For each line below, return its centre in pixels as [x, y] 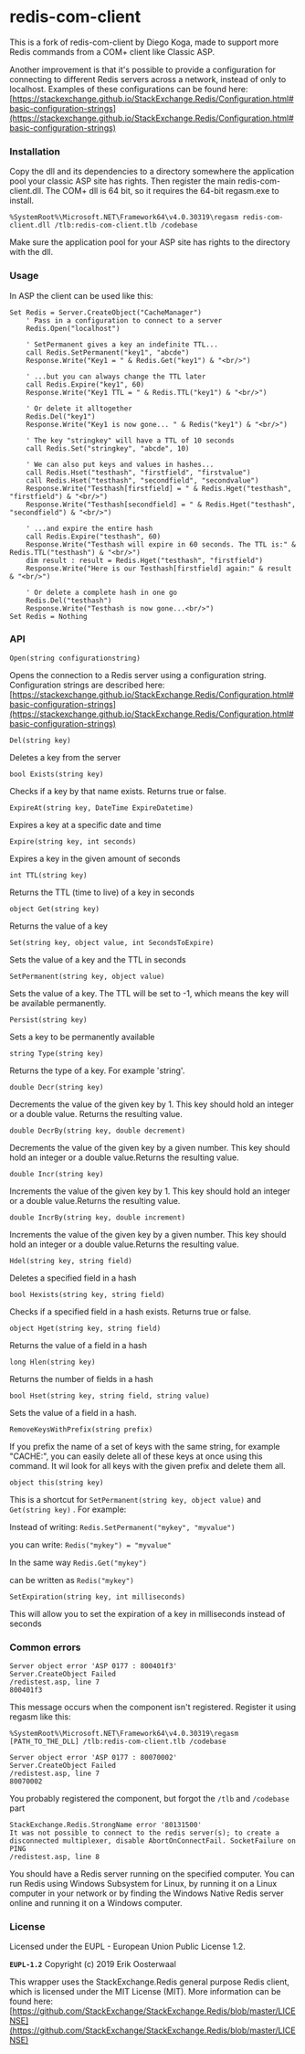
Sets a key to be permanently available [82, 1037]
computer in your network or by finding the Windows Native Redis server [147, 1893]
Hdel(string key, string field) [71, 1261]
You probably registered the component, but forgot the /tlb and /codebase [149, 1799]
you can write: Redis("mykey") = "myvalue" [90, 1544]
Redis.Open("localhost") [73, 328]
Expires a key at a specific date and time [85, 825]
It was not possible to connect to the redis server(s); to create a [145, 1833]
